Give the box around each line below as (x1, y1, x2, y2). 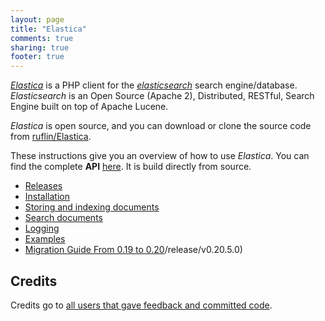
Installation (24, 191, 71, 203)
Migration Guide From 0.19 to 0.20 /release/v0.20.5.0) (24, 244, 243, 256)
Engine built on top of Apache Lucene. (10, 101, 169, 113)
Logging (24, 222, 60, 235)
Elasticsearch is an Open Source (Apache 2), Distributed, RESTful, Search (10, 90, 315, 102)
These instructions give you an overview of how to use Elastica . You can (10, 150, 310, 162)
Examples (24, 233, 66, 245)
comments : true (10, 33, 74, 43)
